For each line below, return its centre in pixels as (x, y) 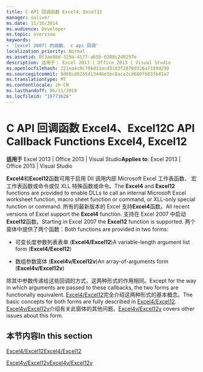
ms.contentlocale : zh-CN (38, 85)
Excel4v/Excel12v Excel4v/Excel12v (49, 363)
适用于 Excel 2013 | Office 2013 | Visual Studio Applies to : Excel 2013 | (94, 159)
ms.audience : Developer (36, 29)
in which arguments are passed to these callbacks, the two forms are (92, 287)
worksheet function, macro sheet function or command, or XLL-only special (101, 199)
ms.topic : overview (31, 35)
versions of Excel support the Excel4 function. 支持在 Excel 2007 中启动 (96, 214)
